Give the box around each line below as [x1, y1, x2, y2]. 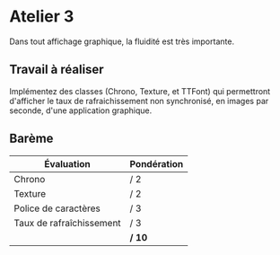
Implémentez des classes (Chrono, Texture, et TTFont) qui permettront [9, 85, 271, 96]
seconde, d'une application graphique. [9, 105, 153, 116]
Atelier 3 [9, 6, 74, 27]
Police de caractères [13, 202, 101, 215]
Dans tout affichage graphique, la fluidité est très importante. [9, 36, 235, 47]
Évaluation [44, 157, 92, 170]
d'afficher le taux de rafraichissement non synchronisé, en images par [9, 95, 269, 106]
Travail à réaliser [9, 62, 105, 77]
